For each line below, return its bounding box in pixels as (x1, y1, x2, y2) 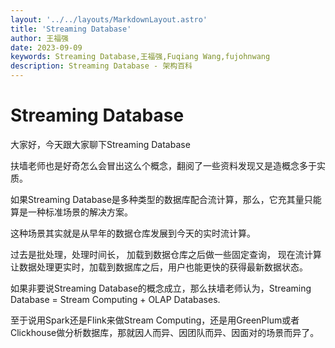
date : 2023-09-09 (10, 42, 83, 53)
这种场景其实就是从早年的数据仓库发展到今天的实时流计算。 (10, 227, 256, 239)
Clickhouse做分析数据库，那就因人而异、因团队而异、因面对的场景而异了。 (10, 326, 320, 338)
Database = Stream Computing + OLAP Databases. (10, 293, 221, 305)
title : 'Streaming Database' (10, 24, 132, 34)
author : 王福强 (10, 33, 69, 43)
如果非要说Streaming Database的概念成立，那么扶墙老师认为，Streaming (10, 282, 312, 294)
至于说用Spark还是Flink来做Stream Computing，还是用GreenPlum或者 (10, 314, 300, 326)
